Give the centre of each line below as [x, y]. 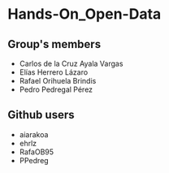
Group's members [54, 44]
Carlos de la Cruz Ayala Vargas [71, 63]
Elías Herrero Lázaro [54, 72]
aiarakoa [34, 134]
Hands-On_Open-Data [84, 14]
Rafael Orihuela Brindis [58, 81]
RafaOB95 [37, 152]
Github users [41, 115]
